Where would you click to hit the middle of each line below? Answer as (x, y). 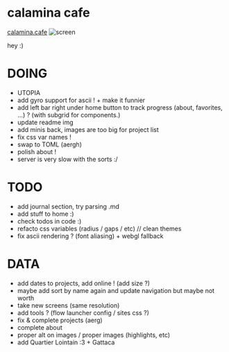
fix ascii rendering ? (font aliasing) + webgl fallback (90, 236)
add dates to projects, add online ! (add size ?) (84, 283)
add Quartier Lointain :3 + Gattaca (66, 342)
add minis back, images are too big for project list (88, 129)
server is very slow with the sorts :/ (67, 159)
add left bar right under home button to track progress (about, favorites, (120, 107)
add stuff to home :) (45, 214)
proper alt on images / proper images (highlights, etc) (94, 335)
